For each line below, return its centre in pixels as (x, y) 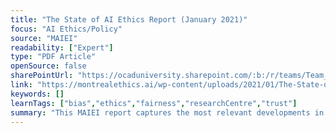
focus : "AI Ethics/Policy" (66, 29)
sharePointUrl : (42, 76)
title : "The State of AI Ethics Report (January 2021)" (129, 19)
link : (21, 85)
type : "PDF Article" (53, 57)
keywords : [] (37, 94)
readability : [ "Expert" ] (62, 47)
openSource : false (48, 66)
